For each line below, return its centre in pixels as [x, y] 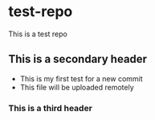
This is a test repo [38, 34]
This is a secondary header [77, 59]
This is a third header [50, 108]
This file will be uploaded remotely [77, 87]
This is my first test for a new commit [81, 78]
